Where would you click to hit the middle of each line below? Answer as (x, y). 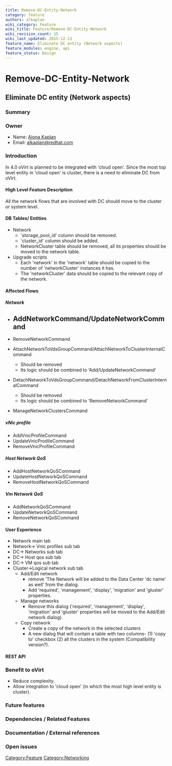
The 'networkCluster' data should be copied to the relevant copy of (92, 273)
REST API (15, 656)
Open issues (21, 746)
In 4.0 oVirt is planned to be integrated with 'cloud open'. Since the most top (86, 167)
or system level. (22, 207)
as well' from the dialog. (53, 585)
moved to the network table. (50, 252)
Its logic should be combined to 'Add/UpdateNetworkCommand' (88, 370)
